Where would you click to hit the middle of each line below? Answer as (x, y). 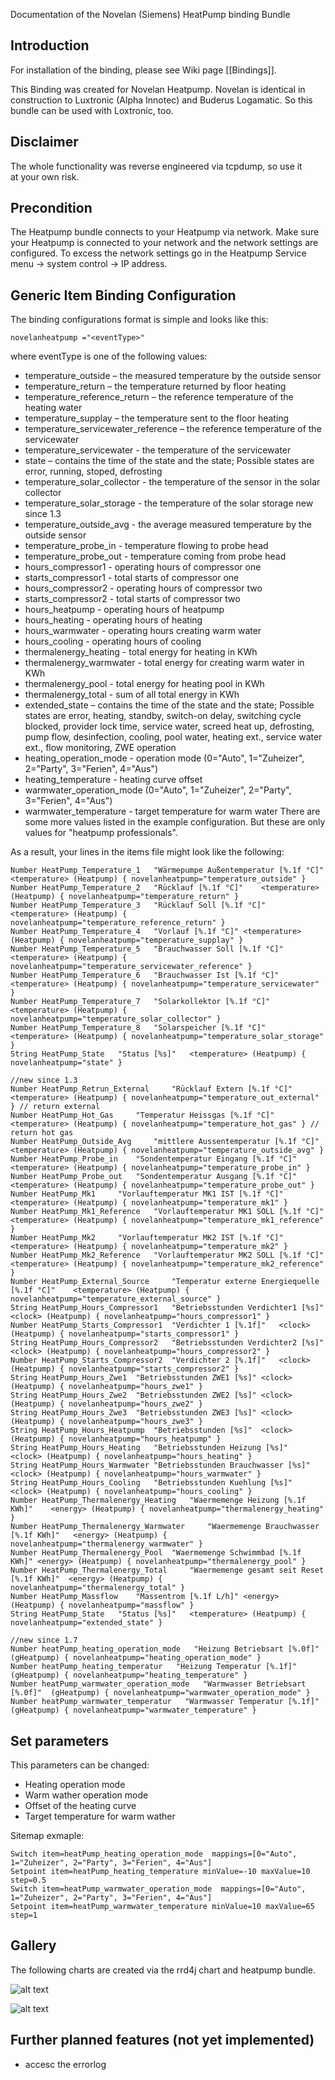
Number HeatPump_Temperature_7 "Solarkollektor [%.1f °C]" (140, 1002)
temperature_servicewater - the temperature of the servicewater (158, 450)
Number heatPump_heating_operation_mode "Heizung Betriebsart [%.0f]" (165, 1649)
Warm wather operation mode (86, 1795)
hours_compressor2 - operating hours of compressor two (143, 588)
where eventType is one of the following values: (109, 356)
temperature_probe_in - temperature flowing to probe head (146, 546)
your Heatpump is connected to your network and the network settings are (164, 243)
